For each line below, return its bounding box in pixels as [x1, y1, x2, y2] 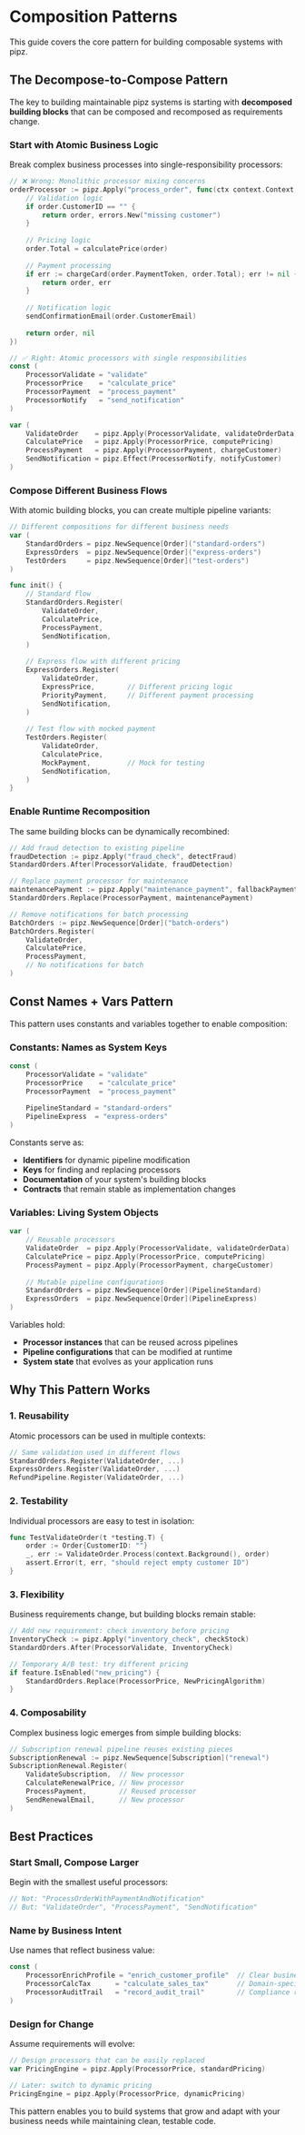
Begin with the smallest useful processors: [9, 1877, 169, 1888]
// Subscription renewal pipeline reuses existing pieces [9, 1745, 233, 1754]
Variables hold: [9, 1320, 65, 1330]
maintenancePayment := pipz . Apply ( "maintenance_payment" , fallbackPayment [9, 885, 299, 895]
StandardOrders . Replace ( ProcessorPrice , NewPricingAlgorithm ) [25, 1676, 266, 1685]
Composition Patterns [9, 6, 178, 27]
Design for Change [9, 2018, 94, 2031]
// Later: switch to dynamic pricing [9, 2081, 152, 2090]
